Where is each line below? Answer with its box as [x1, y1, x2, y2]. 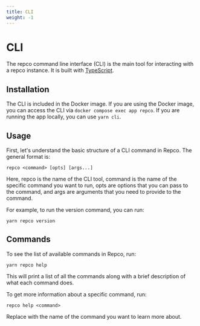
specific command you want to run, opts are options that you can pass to [6, 182, 189, 189]
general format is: [6, 153, 50, 161]
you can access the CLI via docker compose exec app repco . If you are [6, 107, 180, 114]
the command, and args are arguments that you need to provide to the [6, 188, 181, 196]
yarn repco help [6, 262, 47, 268]
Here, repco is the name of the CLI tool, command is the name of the [6, 176, 177, 183]
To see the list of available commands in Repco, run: [6, 250, 137, 257]
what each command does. [6, 279, 74, 286]
